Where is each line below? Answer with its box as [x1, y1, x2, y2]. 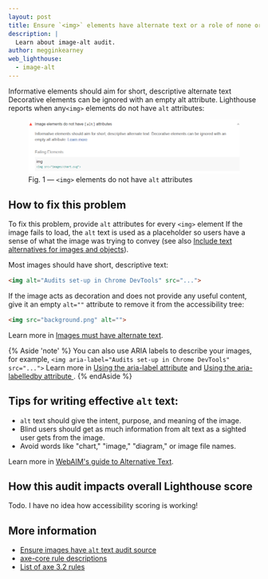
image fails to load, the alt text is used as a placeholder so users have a [8, 228, 246, 237]
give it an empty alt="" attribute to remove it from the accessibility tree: [8, 299, 245, 309]
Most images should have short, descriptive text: [8, 260, 169, 270]
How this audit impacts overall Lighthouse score [8, 480, 253, 493]
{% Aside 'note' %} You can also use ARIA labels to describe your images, [8, 346, 253, 355]
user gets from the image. [19, 432, 105, 442]
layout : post [8, 13, 52, 21]
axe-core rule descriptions [19, 553, 108, 563]
